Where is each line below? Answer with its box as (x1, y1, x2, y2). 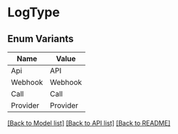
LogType (7, 4, 61, 21)
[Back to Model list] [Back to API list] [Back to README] (7, 119, 171, 127)
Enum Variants (7, 33, 74, 45)
